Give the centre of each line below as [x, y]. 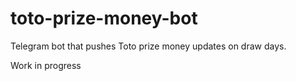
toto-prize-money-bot [104, 18]
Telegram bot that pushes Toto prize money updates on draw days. [148, 46]
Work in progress [46, 65]
